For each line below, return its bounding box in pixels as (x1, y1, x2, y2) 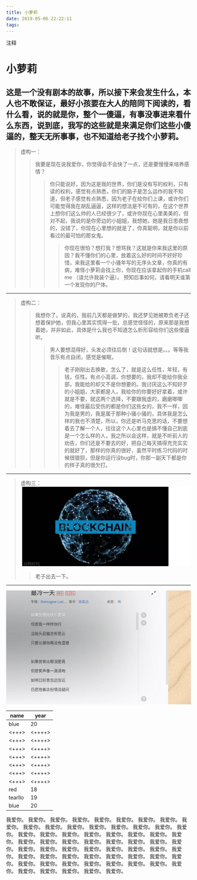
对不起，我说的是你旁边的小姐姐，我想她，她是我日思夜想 (49, 218, 189, 225)
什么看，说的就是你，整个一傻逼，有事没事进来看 (6, 109, 184, 119)
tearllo (8, 794, 25, 801)
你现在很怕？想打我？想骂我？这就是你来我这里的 (64, 245, 183, 252)
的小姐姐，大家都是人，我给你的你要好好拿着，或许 (64, 388, 188, 395)
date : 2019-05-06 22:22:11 (6, 15, 72, 22)
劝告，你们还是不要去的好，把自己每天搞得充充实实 (64, 440, 188, 447)
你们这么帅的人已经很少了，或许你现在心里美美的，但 (60, 210, 189, 217)
